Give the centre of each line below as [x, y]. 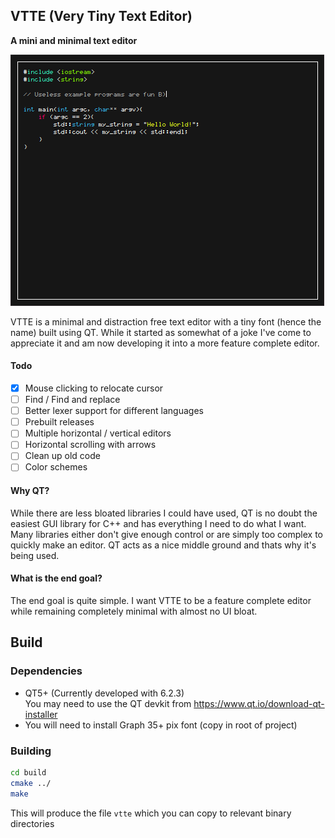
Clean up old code [62, 456]
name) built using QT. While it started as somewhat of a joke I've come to [161, 332]
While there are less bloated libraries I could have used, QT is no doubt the [164, 513]
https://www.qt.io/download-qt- [259, 703]
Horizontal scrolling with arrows [90, 445]
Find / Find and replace [72, 400]
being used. [35, 555]
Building [31, 751]
